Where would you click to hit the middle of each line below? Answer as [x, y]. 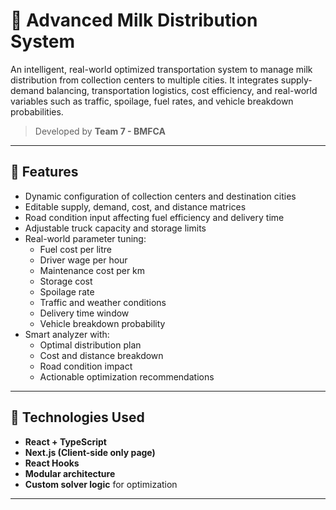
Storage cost [66, 281]
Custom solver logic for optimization [101, 484]
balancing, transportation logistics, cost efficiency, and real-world [182, 90]
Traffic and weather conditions [103, 302]
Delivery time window [84, 313]
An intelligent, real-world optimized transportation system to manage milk [161, 69]
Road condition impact [86, 366]
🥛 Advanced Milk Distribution [134, 20]
